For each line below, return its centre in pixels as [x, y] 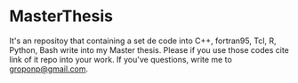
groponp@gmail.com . [49, 69]
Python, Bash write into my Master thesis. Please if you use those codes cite [149, 49]
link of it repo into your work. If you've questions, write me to [121, 59]
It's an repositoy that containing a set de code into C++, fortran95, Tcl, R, [143, 41]
